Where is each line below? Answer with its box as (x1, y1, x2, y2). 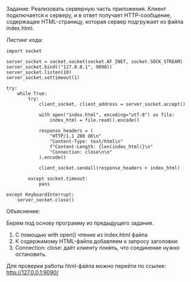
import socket (6, 48, 42, 54)
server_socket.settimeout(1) (6, 75, 80, 81)
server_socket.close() (17, 197, 75, 203)
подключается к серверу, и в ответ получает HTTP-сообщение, (6, 12, 172, 19)
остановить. (15, 250, 47, 258)
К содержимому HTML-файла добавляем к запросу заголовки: (15, 238, 179, 245)
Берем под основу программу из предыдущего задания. (6, 219, 154, 227)
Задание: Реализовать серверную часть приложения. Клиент (6, 5, 167, 12)
